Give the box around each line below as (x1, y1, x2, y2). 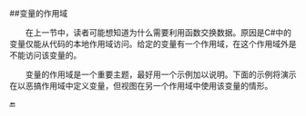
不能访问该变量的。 (9, 50, 82, 61)
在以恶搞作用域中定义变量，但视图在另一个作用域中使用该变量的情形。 (9, 81, 273, 91)
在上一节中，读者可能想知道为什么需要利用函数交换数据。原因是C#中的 (25, 27, 292, 38)
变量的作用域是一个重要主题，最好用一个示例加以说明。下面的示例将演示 (25, 69, 297, 80)
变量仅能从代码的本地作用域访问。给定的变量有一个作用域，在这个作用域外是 (9, 39, 297, 49)
